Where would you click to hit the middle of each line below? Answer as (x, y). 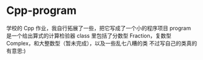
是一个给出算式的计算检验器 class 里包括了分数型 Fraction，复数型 (89, 35)
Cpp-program (42, 11)
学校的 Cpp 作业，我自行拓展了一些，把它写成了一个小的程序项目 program (99, 28)
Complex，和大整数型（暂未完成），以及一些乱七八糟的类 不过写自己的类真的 (102, 43)
